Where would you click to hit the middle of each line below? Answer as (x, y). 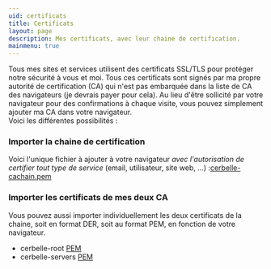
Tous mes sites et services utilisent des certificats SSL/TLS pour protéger (131, 69)
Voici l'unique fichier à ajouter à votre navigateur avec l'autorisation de (127, 160)
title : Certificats (41, 23)
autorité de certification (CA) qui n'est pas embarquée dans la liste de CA (130, 87)
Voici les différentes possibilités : (63, 121)
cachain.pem (30, 177)
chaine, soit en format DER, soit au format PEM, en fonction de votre (122, 224)
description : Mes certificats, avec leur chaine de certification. (125, 38)
